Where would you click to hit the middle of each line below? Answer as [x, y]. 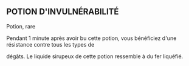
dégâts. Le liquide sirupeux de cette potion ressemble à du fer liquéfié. [95, 56]
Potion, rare [21, 26]
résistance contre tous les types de [50, 44]
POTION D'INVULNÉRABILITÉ [63, 12]
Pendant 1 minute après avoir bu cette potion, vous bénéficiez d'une [91, 38]
